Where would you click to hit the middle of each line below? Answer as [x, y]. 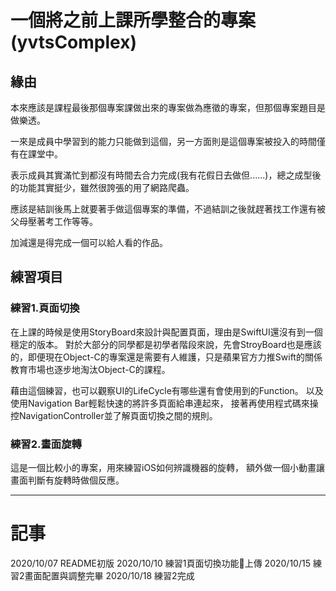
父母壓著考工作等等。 [54, 221]
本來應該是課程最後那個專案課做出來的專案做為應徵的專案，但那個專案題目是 [168, 107]
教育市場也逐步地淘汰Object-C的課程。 [90, 369]
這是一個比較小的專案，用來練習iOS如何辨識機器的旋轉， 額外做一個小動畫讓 [168, 467]
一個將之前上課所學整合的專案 [133, 20]
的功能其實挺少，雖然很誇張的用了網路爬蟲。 [102, 187]
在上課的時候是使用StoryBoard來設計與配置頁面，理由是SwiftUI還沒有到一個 [166, 332]
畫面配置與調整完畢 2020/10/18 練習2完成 [109, 575]
